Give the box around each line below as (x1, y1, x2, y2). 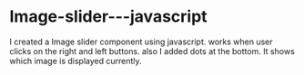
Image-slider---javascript (9, 6, 208, 27)
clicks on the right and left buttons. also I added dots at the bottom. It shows (9, 45, 296, 56)
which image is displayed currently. (9, 55, 143, 66)
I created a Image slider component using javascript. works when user (9, 36, 273, 47)
